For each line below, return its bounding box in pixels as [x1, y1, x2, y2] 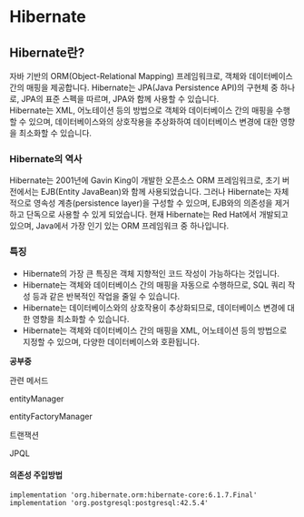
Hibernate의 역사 [9, 152, 83, 165]
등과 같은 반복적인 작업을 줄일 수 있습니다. [32, 290, 181, 301]
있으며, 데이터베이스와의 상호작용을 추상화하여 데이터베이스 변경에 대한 [28, 117, 279, 127]
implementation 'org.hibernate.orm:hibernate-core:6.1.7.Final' [9, 490, 258, 500]
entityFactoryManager [9, 411, 93, 421]
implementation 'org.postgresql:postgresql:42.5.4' [9, 498, 209, 507]
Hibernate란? [9, 45, 85, 60]
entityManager [9, 393, 64, 404]
